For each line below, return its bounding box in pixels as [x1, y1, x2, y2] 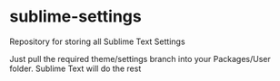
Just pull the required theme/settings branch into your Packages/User [9, 53, 271, 64]
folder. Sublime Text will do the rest [9, 63, 142, 74]
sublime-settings [9, 6, 143, 27]
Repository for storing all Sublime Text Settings [9, 36, 185, 47]
